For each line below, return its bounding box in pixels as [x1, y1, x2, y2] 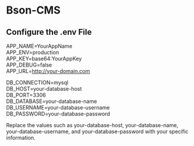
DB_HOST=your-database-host [6, 85, 82, 92]
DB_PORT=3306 [6, 92, 46, 98]
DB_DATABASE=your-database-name [6, 98, 97, 105]
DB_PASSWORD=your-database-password [6, 110, 110, 117]
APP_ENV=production [6, 49, 59, 56]
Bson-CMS [6, 4, 61, 17]
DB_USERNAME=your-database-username [6, 104, 110, 111]
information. [6, 134, 36, 141]
